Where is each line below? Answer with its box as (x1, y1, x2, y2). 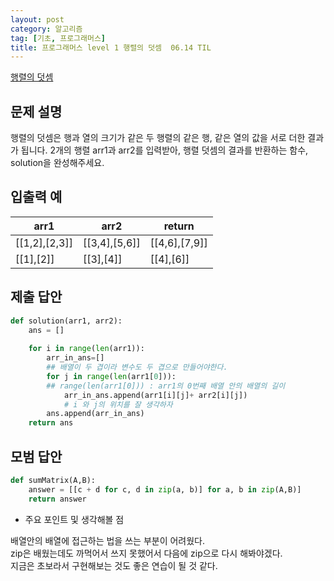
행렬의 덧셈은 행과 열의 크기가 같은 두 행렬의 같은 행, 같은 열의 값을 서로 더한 (10, 132, 306, 144)
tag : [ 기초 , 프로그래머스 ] (10, 33, 107, 43)
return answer (28, 494, 87, 504)
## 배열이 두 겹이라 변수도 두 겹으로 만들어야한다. (46, 362, 228, 373)
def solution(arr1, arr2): (10, 316, 123, 326)
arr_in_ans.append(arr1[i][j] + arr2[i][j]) (63, 390, 248, 400)
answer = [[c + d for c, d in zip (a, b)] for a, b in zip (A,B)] (28, 484, 302, 495)
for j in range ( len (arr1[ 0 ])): (46, 371, 177, 381)
